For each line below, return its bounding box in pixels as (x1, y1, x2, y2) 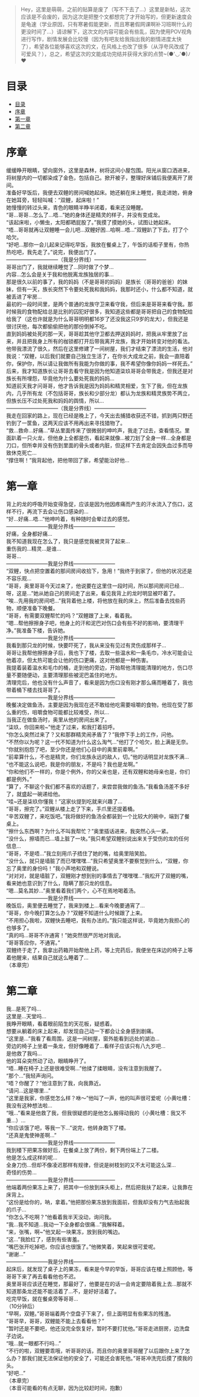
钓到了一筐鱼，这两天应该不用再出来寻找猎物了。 (6, 419, 126, 426)
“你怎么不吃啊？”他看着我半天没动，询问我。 (6, 1213, 115, 1220)
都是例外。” (6, 776, 33, 783)
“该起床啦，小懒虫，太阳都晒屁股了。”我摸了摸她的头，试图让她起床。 (6, 218, 175, 225)
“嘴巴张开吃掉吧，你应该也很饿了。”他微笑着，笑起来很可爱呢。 (6, 1243, 159, 1250)
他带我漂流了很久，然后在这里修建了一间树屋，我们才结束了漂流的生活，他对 (6, 345, 193, 352)
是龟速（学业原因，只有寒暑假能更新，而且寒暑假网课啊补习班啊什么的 (20, 21, 192, 27)
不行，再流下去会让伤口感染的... (11, 508, 89, 515)
